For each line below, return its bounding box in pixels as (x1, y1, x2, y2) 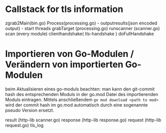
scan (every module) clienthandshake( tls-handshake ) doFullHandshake (5, 30, 155, 36)
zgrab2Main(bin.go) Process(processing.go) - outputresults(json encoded (5, 20, 158, 26)
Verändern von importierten (5, 59, 124, 70)
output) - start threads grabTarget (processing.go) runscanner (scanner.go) (5, 25, 161, 31)
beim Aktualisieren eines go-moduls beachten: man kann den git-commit (5, 86, 155, 92)
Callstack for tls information (5, 3, 124, 15)
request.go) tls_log (5, 122, 44, 128)
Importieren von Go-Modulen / (5, 48, 134, 59)
